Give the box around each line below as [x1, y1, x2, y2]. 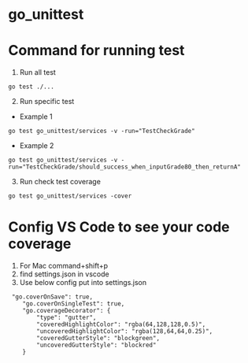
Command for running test [8, 42, 185, 60]
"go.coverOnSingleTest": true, [22, 300, 125, 308]
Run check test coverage [19, 177, 101, 187]
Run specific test [19, 97, 75, 106]
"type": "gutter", [36, 313, 97, 322]
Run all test [19, 68, 57, 77]
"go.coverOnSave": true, [11, 293, 93, 301]
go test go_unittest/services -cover [8, 192, 132, 200]
